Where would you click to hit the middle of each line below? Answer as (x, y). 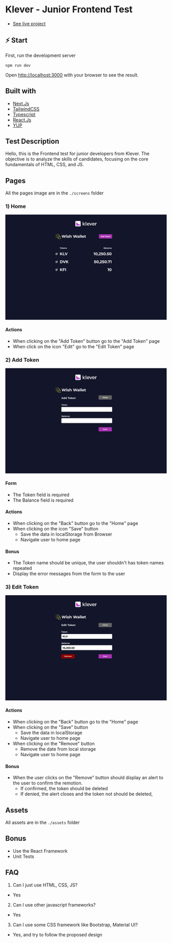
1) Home (16, 206)
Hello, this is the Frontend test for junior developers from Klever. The (78, 154)
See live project (29, 24)
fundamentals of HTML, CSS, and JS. (45, 165)
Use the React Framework (40, 851)
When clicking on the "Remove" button (53, 743)
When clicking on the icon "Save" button (56, 528)
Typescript (24, 114)
